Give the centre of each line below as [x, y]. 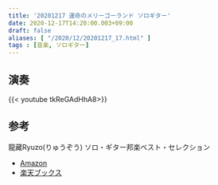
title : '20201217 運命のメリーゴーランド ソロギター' [90, 16]
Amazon [33, 163]
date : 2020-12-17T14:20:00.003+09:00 [71, 23]
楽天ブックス [41, 172]
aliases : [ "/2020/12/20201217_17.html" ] [80, 38]
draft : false [30, 30]
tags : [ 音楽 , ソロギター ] [49, 45]
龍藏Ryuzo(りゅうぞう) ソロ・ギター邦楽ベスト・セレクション [109, 147]
